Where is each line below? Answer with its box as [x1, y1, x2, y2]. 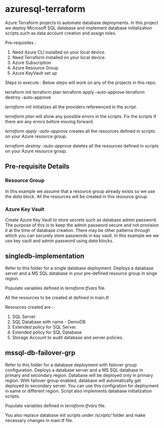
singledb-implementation [5, 252, 85, 260]
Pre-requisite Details [5, 162, 70, 171]
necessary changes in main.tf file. [5, 417, 73, 423]
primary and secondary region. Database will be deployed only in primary [5, 372, 153, 378]
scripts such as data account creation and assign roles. [5, 30, 117, 36]
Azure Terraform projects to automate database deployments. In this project [5, 20, 159, 26]
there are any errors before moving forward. [5, 118, 94, 124]
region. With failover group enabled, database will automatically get [5, 377, 141, 383]
